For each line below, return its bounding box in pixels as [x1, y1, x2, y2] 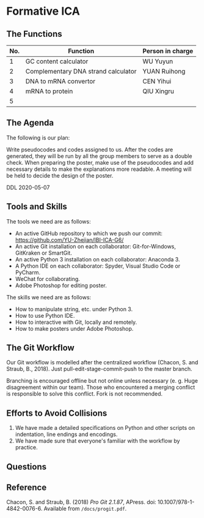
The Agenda [6, 118, 54, 128]
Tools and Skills [6, 201, 67, 212]
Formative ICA [6, 4, 81, 18]
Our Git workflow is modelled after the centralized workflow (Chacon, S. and [6, 359, 199, 366]
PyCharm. [15, 268, 41, 276]
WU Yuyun [142, 57, 173, 66]
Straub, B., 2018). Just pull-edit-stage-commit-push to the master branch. [6, 366, 192, 373]
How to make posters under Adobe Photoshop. [15, 325, 134, 332]
